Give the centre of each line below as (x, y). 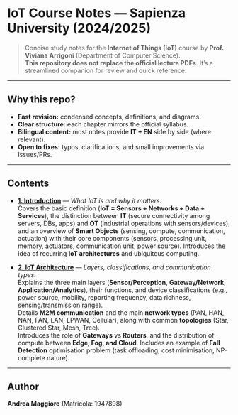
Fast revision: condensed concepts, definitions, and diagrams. (109, 117)
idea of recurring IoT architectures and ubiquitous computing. (108, 253)
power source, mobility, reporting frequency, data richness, (104, 297)
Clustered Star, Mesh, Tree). (59, 328)
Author (23, 386)
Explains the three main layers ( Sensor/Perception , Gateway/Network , (122, 282)
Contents (28, 184)
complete (32, 357)
